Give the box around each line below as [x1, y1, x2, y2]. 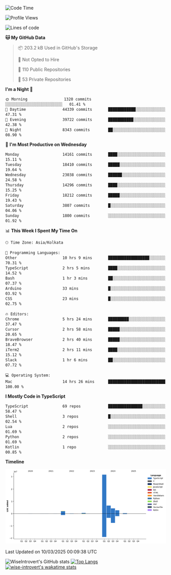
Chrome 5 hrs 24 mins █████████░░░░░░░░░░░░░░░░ [5, 317, 166, 322]
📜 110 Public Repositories [17, 66, 70, 73]
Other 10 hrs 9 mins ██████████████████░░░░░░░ [5, 255, 166, 260]
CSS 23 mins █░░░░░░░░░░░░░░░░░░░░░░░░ [5, 296, 166, 301]
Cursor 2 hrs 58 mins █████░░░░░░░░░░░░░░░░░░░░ [5, 327, 166, 332]
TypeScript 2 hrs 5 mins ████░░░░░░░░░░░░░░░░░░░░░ [5, 266, 166, 271]
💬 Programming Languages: [5, 250, 60, 255]
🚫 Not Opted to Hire [17, 57, 60, 62]
